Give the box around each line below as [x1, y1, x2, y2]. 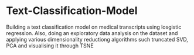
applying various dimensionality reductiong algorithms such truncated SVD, [6, 36, 189, 43]
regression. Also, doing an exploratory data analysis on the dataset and [6, 29, 178, 36]
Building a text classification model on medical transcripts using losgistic [6, 23, 182, 30]
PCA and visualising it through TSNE [6, 42, 94, 49]
